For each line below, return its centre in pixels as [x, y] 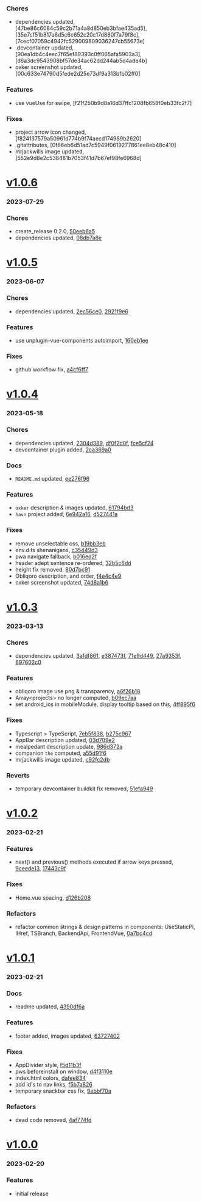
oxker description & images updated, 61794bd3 [74, 508]
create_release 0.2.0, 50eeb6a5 [55, 231]
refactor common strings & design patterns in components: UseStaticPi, [105, 927]
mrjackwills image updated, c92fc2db [62, 759]
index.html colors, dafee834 [50, 1078]
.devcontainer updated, [44, 48]
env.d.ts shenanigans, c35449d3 [57, 550]
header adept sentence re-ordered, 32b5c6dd [73, 563]
